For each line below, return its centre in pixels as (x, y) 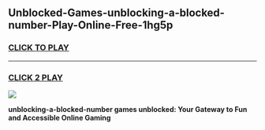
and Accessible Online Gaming (60, 117)
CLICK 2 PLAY (35, 77)
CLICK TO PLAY (39, 48)
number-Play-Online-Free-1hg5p (91, 26)
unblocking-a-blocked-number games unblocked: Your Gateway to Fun (128, 109)
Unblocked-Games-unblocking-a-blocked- (116, 13)
